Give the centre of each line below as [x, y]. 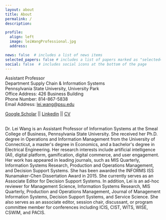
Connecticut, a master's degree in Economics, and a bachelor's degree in [80, 145]
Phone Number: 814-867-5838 [37, 99]
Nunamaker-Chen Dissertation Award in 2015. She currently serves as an [79, 176]
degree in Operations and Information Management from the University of [80, 139]
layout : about [20, 10]
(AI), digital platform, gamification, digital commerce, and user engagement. [82, 155]
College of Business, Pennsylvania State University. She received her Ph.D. [82, 134]
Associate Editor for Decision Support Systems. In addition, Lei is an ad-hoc [82, 181]
